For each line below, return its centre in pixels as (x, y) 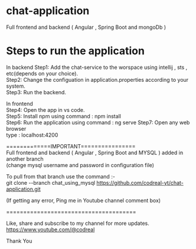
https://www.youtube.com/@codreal (50, 229)
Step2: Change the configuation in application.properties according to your (97, 79)
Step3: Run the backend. (36, 92)
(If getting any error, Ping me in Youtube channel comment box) (84, 200)
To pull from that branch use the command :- (61, 176)
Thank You (19, 241)
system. (16, 86)
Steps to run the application (75, 51)
